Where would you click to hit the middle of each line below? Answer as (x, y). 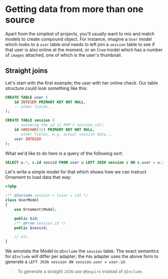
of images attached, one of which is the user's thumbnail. (64, 55)
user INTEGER (28, 139)
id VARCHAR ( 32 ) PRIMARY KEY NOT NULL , (54, 130)
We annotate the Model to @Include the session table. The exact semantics (82, 251)
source (20, 20)
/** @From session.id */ (40, 223)
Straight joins (26, 71)
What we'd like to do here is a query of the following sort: (64, 153)
